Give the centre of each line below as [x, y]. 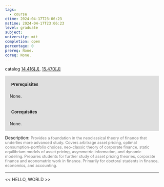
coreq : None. [18, 55]
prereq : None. [20, 50]
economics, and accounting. [31, 166]
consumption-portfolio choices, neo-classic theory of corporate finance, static [77, 147]
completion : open [23, 42]
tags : [10, 10]
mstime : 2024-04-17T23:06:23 [35, 23]
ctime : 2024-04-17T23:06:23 [34, 19]
